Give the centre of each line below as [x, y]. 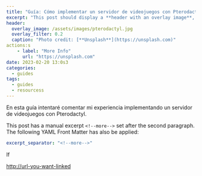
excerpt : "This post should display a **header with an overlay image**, [101, 17]
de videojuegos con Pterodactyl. [47, 114]
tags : [13, 79]
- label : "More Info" [44, 51]
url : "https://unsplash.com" [59, 57]
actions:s [19, 46]
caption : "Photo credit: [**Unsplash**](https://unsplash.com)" [94, 40]
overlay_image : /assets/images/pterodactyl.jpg [72, 29]
